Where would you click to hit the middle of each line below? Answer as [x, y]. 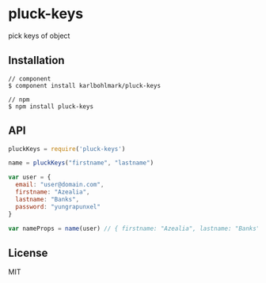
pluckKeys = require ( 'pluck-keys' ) [67, 149]
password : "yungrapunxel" [58, 206]
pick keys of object [39, 36]
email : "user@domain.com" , [60, 185]
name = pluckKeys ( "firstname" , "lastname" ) [81, 163]
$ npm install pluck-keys [51, 106]
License [28, 253]
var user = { [30, 177]
